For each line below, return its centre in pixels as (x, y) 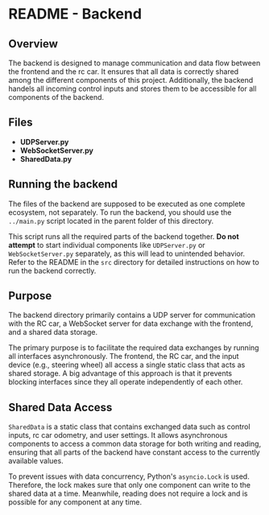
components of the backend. (56, 97)
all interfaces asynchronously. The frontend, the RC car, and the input (124, 356)
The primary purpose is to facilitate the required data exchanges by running (134, 348)
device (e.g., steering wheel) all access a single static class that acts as (127, 365)
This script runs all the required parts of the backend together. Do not (124, 236)
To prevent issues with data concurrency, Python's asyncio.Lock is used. (129, 476)
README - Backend (75, 14)
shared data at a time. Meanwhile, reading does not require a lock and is (128, 494)
